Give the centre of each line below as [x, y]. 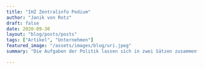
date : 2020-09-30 [28, 29]
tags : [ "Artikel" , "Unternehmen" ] [50, 40]
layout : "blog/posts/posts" [42, 34]
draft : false [23, 23]
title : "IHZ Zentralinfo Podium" [49, 12]
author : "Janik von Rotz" [39, 18]
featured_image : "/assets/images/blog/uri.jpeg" [69, 46]
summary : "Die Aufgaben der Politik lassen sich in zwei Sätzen [89, 51]
